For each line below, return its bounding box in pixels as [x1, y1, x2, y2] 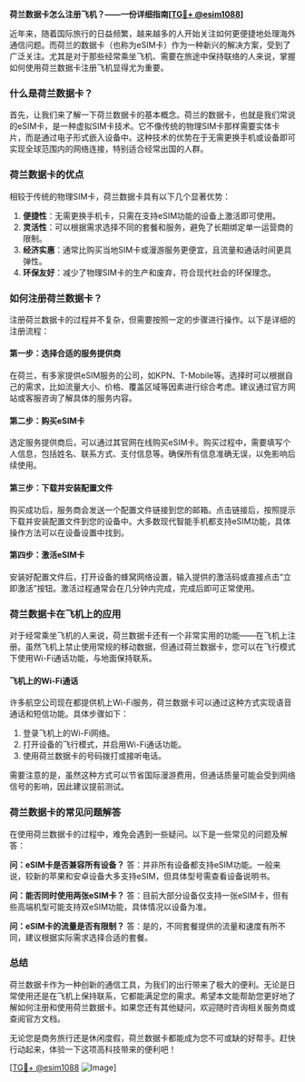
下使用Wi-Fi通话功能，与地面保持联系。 [9, 653, 157, 663]
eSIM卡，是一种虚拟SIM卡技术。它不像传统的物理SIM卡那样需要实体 [16, 121, 272, 132]
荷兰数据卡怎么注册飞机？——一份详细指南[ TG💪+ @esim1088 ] [9, 9, 244, 19]
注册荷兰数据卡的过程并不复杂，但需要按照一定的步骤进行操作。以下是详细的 [9, 313, 296, 325]
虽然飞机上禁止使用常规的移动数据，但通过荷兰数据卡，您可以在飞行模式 [25, 641, 296, 652]
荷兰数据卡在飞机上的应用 [9, 608, 122, 620]
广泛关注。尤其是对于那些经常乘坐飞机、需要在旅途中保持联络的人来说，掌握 [9, 51, 296, 62]
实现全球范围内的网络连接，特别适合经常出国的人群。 [9, 144, 209, 154]
